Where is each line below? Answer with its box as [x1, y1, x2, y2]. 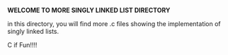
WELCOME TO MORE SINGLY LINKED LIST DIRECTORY [7, 6, 171, 14]
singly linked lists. [7, 28, 59, 35]
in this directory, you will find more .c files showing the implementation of [7, 20, 221, 28]
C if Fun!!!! [7, 41, 38, 49]
